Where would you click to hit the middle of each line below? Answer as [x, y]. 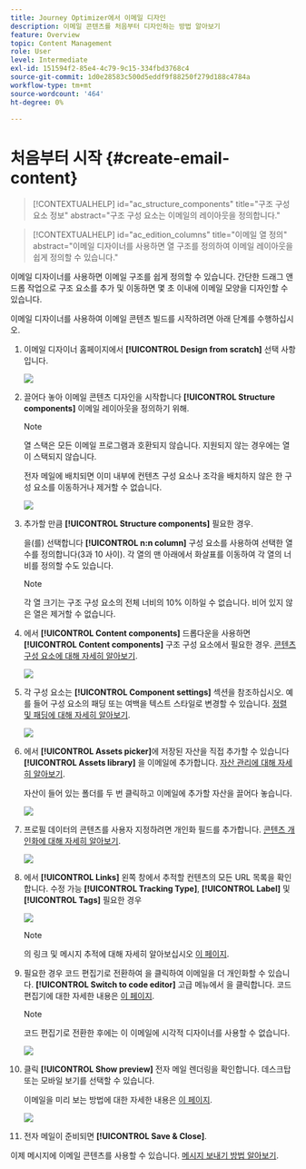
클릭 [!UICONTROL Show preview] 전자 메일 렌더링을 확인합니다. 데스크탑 [157, 1069]
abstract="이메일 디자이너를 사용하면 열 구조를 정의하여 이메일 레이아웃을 [163, 246]
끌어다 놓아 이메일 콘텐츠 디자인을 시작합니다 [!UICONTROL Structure [149, 397]
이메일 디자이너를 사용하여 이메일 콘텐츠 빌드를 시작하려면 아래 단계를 [133, 319]
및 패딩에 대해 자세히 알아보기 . [77, 715]
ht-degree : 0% [37, 102]
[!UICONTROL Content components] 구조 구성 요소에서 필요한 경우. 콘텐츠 [160, 645]
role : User [31, 52]
